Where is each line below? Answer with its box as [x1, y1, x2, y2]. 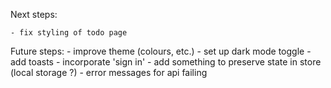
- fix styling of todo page [10, 28, 128, 38]
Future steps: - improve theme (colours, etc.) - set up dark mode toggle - [10, 45, 312, 57]
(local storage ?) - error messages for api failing [10, 67, 208, 78]
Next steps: [10, 9, 58, 20]
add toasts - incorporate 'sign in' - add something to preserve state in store [10, 56, 322, 68]
